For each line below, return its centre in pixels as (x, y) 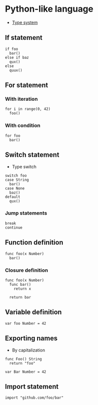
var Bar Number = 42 (26, 372)
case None (15, 188)
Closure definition (27, 270)
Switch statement (32, 155)
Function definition (34, 243)
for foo (13, 136)
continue (14, 227)
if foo (12, 49)
